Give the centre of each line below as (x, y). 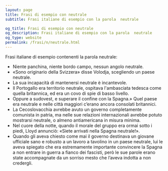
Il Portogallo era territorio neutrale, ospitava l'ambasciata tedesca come (87, 88)
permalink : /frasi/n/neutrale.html (43, 43)
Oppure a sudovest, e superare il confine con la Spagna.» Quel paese (85, 98)
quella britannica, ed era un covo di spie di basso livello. (71, 93)
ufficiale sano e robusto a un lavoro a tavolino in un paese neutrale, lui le (88, 141)
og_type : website (23, 38)
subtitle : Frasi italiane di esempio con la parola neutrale (72, 19)
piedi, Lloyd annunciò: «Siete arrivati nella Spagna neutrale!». (76, 131)
